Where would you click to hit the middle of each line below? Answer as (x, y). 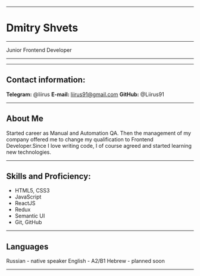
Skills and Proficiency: (49, 176)
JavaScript (28, 197)
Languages (27, 246)
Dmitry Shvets (42, 28)
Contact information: (46, 80)
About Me (25, 119)
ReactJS (25, 203)
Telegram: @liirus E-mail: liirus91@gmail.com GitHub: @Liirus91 (85, 94)
